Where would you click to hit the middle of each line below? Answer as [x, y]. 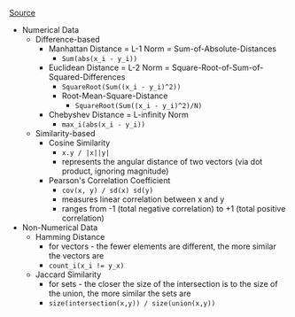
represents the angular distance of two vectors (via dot [162, 162]
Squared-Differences [87, 77]
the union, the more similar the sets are [120, 293]
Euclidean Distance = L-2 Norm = [109, 67]
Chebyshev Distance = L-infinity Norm [118, 115]
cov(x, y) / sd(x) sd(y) [107, 190]
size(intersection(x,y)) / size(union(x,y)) [132, 304]
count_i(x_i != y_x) [86, 266]
